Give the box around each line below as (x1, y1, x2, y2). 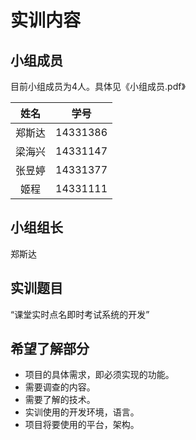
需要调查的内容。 (24, 381, 96, 393)
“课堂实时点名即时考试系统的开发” (10, 308, 150, 320)
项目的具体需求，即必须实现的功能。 (24, 369, 175, 381)
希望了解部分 (10, 341, 90, 358)
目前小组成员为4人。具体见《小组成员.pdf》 (10, 81, 186, 92)
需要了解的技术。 (24, 394, 96, 406)
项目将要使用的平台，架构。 (24, 419, 140, 431)
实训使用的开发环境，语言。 (24, 406, 140, 418)
